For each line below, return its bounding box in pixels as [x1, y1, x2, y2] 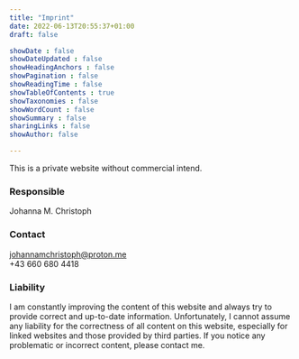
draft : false [9, 30, 59, 39]
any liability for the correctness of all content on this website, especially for [9, 320, 288, 331]
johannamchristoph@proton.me [9, 249, 127, 260]
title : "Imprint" [9, 13, 75, 23]
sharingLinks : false [9, 122, 91, 131]
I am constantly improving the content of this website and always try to [9, 301, 273, 312]
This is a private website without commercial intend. [9, 163, 203, 173]
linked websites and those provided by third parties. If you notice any [9, 330, 266, 341]
